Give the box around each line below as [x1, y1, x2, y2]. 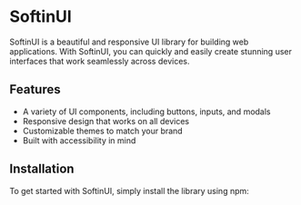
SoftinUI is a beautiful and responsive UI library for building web [9, 36, 249, 47]
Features [9, 82, 61, 97]
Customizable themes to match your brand [22, 125, 184, 136]
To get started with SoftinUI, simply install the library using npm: [9, 185, 250, 196]
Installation [9, 161, 75, 177]
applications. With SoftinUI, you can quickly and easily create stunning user [9, 45, 293, 56]
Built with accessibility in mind [22, 134, 136, 146]
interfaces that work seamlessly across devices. [9, 55, 190, 66]
